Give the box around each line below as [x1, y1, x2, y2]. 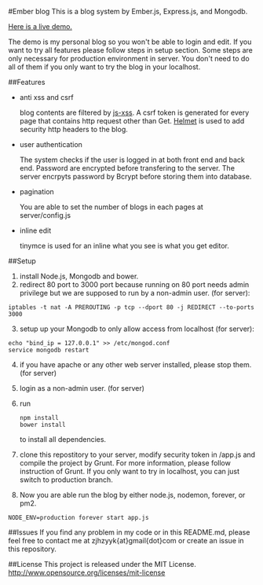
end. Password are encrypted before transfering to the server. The [19, 164, 236, 172]
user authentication [19, 140, 82, 149]
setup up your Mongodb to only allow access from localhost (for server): [19, 324, 255, 333]
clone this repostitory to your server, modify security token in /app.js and [19, 450, 256, 459]
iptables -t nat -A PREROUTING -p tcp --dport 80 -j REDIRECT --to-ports [8, 304, 255, 311]
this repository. [8, 544, 57, 554]
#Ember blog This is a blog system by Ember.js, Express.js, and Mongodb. [8, 7, 248, 16]
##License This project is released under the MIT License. [8, 560, 196, 568]
